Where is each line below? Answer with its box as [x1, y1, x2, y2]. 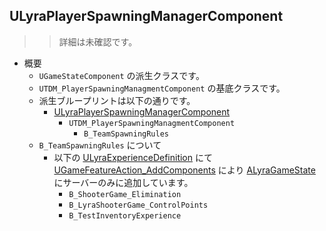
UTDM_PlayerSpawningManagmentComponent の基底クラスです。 [38, 82, 286, 94]
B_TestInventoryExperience [68, 210, 182, 221]
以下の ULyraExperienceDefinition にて [53, 151, 213, 163]
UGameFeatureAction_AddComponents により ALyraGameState [53, 164, 316, 176]
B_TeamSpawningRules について [38, 139, 162, 151]
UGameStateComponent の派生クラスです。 [38, 69, 205, 81]
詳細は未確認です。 [58, 35, 138, 48]
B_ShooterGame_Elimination [68, 189, 182, 199]
